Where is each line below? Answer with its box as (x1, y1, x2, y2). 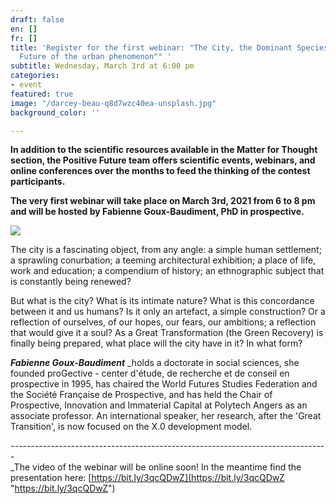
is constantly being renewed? (10, 276, 132, 288)
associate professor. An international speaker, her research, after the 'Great (10, 410, 322, 422)
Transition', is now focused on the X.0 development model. (10, 421, 253, 433)
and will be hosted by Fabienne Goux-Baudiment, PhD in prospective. (10, 206, 305, 218)
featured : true (10, 89, 74, 99)
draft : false (10, 14, 65, 25)
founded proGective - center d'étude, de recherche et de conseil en (10, 367, 290, 380)
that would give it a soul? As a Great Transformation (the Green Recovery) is (10, 327, 324, 339)
